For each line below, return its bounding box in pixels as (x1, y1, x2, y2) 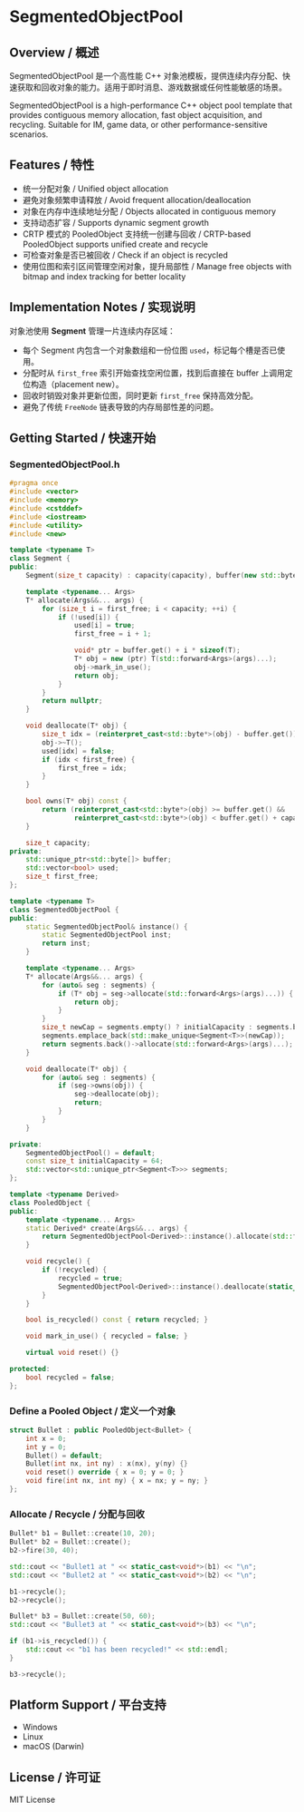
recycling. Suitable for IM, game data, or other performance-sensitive (9, 120, 269, 130)
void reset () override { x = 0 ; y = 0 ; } (25, 1467, 185, 1477)
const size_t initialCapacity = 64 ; (25, 1156, 165, 1166)
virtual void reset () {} (25, 1349, 119, 1358)
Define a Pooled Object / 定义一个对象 (9, 1404, 176, 1417)
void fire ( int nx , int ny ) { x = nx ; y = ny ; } (25, 1476, 209, 1486)
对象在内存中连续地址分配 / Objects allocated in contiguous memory (22, 206, 277, 217)
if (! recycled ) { (42, 1265, 107, 1275)
